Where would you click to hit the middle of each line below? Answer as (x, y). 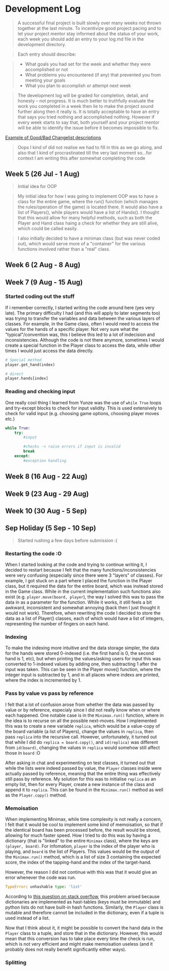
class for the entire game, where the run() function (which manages (88, 201)
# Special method (23, 360)
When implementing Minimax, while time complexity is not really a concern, (84, 819)
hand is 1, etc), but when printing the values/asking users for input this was (83, 659)
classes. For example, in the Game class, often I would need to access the (82, 324)
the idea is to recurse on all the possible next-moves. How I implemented (81, 721)
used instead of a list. (27, 918)
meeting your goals (45, 80)
